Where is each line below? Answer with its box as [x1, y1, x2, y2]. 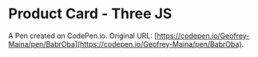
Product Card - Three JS [8, 5, 173, 23]
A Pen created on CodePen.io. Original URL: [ [8, 31, 157, 40]
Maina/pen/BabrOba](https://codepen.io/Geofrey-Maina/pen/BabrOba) [8, 39, 242, 48]
